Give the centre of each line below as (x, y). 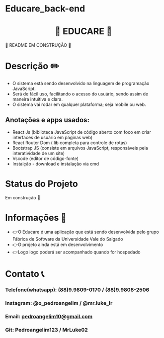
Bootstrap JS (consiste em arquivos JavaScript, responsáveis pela (80, 148)
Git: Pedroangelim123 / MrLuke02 (46, 330)
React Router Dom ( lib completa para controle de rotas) (70, 143)
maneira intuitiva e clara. (38, 99)
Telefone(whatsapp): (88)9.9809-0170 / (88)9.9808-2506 (77, 290)
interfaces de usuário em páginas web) (52, 137)
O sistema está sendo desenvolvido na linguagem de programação (81, 84)
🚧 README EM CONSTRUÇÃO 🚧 (38, 45)
